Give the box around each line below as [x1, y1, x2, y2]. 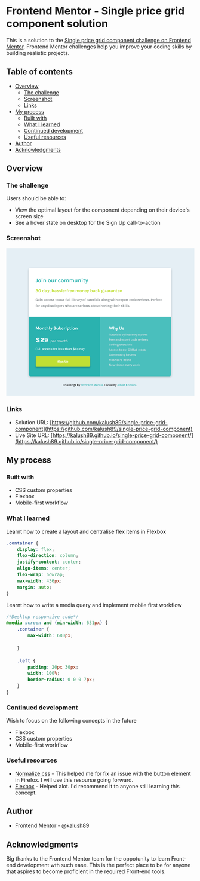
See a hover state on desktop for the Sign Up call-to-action [14, 219, 161, 227]
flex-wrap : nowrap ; [17, 572, 66, 578]
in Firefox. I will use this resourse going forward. [14, 776, 134, 784]
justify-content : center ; [17, 559, 82, 565]
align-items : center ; [17, 565, 70, 571]
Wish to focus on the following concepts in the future [6, 717, 137, 724]
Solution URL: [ [14, 418, 52, 426]
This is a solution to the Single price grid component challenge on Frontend [6, 36, 191, 44]
